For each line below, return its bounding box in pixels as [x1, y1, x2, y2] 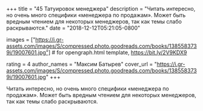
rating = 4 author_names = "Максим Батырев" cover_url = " [6, 60, 158, 68]
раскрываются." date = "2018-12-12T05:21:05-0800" [6, 24, 141, 31]
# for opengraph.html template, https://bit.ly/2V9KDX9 [51, 49, 187, 56]
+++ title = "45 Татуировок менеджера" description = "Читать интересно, [6, 5, 196, 12]
